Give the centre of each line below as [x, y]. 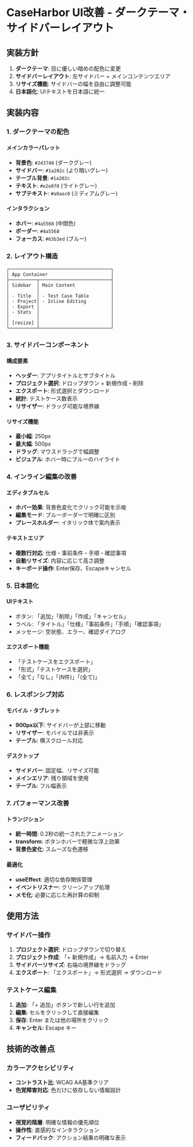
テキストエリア [25, 538]
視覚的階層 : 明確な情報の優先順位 [57, 1122]
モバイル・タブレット [33, 710]
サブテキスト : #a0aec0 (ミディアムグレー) [66, 193]
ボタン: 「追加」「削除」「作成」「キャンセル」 [72, 616]
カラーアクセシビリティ [41, 1068]
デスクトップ [22, 755]
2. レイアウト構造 [32, 256]
